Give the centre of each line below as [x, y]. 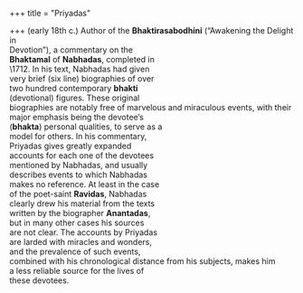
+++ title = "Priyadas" [50, 13]
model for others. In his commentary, [78, 136]
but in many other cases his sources [77, 222]
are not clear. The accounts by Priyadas [84, 232]
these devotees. [39, 280]
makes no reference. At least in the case [85, 184]
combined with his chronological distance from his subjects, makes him [142, 261]
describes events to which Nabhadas [78, 175]
